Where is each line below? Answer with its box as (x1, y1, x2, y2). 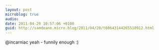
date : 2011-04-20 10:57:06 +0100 (5, 21, 75, 26)
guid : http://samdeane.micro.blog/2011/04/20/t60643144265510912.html (5, 26, 155, 31)
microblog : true (5, 12, 39, 17)
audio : (5, 16, 19, 21)
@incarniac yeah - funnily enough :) (5, 39, 79, 45)
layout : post (5, 7, 32, 12)
